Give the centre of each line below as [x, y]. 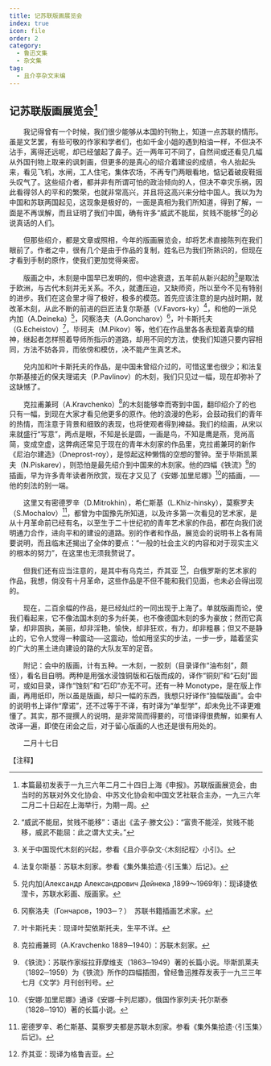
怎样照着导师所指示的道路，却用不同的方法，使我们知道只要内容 [150, 339]
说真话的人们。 [34, 223]
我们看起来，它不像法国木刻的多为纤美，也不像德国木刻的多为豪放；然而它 [132, 618]
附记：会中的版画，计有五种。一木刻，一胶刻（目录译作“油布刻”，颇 [135, 665]
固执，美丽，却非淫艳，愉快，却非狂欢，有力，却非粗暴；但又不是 [146, 628]
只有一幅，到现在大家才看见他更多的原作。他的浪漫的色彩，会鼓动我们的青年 [136, 414]
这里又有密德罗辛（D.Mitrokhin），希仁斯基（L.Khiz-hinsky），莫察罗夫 [139, 502]
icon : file [27, 31]
